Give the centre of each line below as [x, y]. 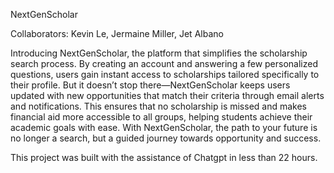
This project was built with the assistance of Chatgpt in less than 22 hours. [164, 157]
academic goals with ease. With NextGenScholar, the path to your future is [164, 127]
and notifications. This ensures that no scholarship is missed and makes [159, 106]
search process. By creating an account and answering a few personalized [164, 63]
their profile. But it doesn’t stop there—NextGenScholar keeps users [150, 85]
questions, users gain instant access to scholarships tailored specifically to [165, 74]
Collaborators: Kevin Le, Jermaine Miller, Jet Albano [117, 33]
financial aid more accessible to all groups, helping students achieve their [161, 117]
